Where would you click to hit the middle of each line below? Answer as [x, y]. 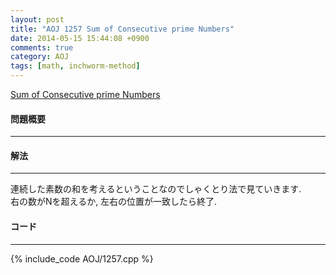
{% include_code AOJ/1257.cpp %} [82, 258]
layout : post [37, 19]
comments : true [42, 47]
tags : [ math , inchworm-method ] [75, 66]
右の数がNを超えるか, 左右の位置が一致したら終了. [114, 202]
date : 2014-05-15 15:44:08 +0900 [80, 38]
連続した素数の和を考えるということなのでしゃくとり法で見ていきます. [156, 189]
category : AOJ [40, 57]
